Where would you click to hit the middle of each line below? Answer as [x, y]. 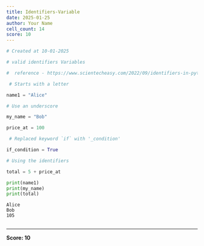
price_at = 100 [25, 128]
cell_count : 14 [25, 29]
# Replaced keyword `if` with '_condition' [65, 139]
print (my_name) [25, 188]
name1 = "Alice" [27, 95]
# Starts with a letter [39, 84]
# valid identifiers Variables [46, 62]
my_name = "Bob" [27, 117]
